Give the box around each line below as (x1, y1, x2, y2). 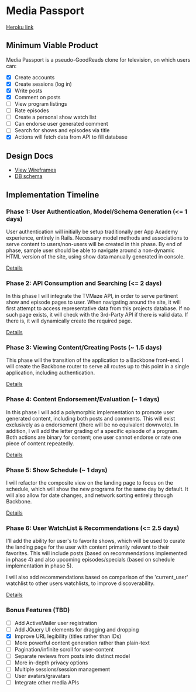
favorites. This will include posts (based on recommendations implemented (6, 550, 187, 557)
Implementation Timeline (6, 190, 99, 200)
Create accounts (14, 73, 55, 80)
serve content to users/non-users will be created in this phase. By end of (6, 240, 183, 247)
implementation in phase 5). (6, 562, 73, 569)
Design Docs (6, 151, 54, 161)
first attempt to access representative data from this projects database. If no (6, 305, 190, 312)
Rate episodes (14, 107, 50, 114)
